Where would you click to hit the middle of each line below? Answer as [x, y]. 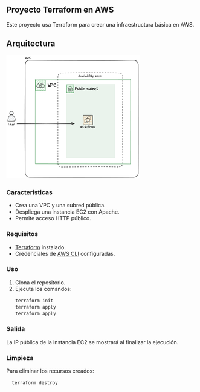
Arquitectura [31, 44]
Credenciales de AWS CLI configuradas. [65, 253]
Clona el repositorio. [40, 282]
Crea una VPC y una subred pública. [60, 206]
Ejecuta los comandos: [43, 289]
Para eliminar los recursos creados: [50, 371]
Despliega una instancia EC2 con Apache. [67, 212]
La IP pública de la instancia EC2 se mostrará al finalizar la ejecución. [92, 342]
